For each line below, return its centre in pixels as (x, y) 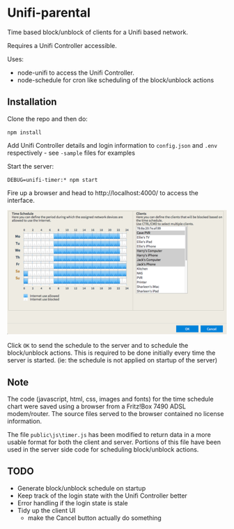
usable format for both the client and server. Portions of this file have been (114, 442)
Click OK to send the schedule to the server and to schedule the (98, 346)
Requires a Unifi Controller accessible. (62, 45)
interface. (21, 200)
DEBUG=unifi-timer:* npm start (53, 180)
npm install (24, 132)
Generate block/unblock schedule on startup (81, 488)
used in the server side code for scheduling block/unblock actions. (103, 450)
